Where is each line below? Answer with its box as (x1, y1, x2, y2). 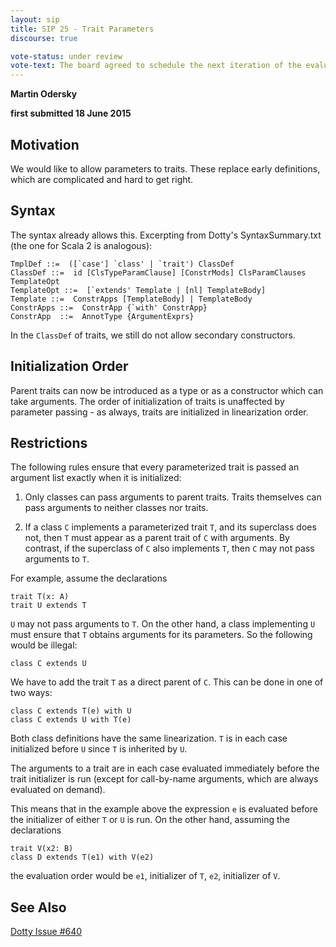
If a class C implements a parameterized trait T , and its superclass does (24, 521, 317, 533)
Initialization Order (10, 358, 129, 375)
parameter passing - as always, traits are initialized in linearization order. (10, 406, 309, 418)
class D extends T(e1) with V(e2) (10, 852, 155, 863)
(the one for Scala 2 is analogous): (10, 239, 153, 251)
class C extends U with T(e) (10, 715, 132, 725)
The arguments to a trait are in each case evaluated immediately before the (10, 762, 320, 775)
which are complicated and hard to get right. (10, 173, 194, 185)
